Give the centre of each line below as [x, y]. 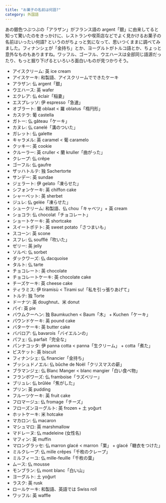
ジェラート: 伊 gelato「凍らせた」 [47, 183]
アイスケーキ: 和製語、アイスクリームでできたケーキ [66, 77]
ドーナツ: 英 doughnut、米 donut [46, 302]
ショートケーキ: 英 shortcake [42, 221]
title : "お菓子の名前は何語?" [33, 10]
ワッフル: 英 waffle [32, 495]
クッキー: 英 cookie [32, 146]
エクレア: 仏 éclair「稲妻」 [40, 96]
